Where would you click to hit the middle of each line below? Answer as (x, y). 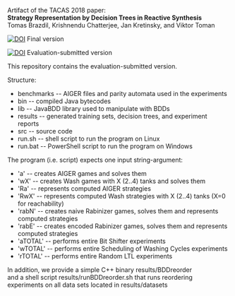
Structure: (22, 80)
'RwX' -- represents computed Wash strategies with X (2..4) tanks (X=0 (121, 196)
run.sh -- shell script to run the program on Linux (89, 138)
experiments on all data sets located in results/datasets (88, 285)
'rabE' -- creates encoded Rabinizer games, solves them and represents (122, 226)
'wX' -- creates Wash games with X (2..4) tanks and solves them (112, 181)
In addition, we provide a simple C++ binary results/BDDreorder (100, 270)
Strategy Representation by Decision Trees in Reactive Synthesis (105, 18)
